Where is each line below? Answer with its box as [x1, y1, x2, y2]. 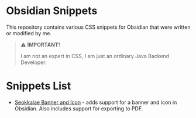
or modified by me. [6, 29, 52, 36]
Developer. [20, 59, 47, 66]
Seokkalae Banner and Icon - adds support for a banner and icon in [14, 99, 177, 106]
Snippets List [6, 79, 71, 93]
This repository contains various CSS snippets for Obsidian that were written [6, 23, 191, 31]
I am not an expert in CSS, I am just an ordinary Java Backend [20, 52, 170, 59]
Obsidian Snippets [6, 4, 98, 18]
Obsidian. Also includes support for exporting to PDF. [14, 104, 143, 112]
